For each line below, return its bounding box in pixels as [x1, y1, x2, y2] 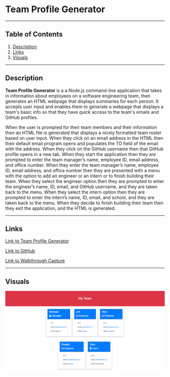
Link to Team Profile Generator [5, 238, 69, 244]
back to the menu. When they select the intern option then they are [5, 189, 145, 195]
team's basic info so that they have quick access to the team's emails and [5, 109, 159, 115]
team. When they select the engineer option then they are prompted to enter [5, 178, 164, 184]
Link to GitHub [5, 248, 35, 254]
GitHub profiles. [5, 114, 38, 120]
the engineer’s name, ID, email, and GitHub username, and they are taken [5, 183, 158, 190]
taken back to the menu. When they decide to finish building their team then [5, 200, 163, 206]
